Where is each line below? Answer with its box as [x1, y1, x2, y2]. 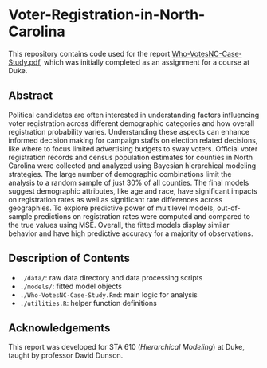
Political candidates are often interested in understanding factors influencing [8, 110, 260, 119]
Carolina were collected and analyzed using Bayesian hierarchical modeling [8, 161, 257, 170]
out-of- [216, 203, 241, 213]
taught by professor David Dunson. [8, 350, 124, 360]
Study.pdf [8, 57, 41, 67]
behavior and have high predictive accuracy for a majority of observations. [8, 229, 253, 238]
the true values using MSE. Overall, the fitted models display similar [8, 220, 230, 229]
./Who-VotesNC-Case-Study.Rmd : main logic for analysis [19, 289, 198, 299]
